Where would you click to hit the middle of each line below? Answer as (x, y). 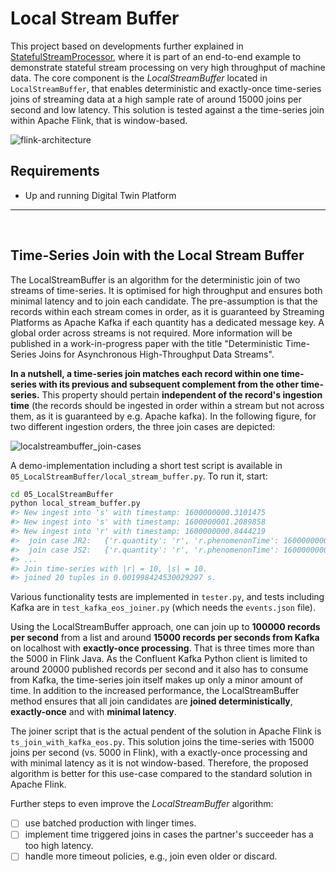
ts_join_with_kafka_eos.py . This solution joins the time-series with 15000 (162, 742)
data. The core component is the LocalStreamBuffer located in (139, 78)
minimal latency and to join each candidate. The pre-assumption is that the (164, 301)
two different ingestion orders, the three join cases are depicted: (143, 426)
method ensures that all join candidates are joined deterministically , (151, 701)
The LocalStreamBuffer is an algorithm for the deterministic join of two (155, 279)
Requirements (55, 171)
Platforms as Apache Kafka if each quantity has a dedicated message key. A (167, 322)
